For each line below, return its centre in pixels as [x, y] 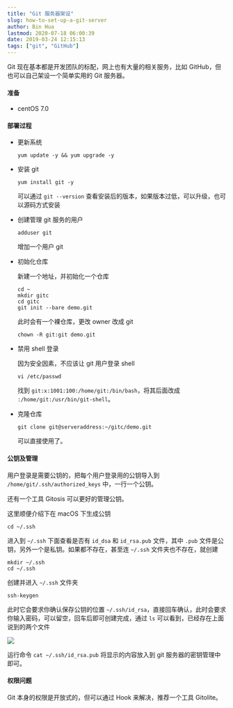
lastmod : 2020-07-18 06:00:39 [51, 33]
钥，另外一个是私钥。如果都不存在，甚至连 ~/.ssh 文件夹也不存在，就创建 [113, 549]
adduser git [34, 233]
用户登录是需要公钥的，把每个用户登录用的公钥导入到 [83, 475]
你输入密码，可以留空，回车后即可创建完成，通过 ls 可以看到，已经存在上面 [116, 618]
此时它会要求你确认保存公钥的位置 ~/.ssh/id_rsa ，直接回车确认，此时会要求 [117, 609]
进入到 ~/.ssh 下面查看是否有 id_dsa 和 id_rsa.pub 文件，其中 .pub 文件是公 [115, 540]
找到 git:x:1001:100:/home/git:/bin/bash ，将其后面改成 [99, 390]
